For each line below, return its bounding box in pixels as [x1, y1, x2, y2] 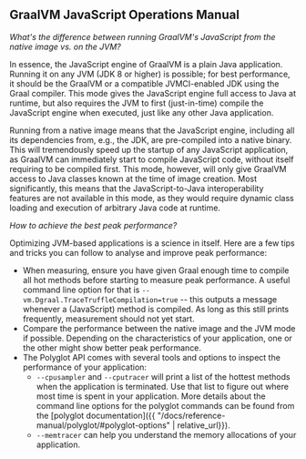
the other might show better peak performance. [22, 342, 202, 353]
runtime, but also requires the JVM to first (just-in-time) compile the [9, 97, 264, 108]
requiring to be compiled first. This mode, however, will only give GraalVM [9, 163, 287, 174]
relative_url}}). [177, 419, 230, 431]
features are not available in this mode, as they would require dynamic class [9, 192, 294, 203]
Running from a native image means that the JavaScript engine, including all [9, 125, 295, 136]
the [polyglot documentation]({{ [36, 410, 156, 421]
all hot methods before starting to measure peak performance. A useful [22, 274, 291, 285]
